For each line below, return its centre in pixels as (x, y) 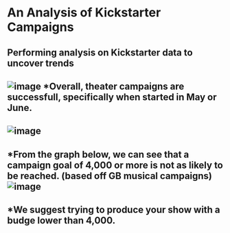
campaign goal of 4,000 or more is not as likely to (115, 165)
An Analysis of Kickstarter (84, 13)
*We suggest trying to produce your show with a (114, 210)
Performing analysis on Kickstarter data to (100, 52)
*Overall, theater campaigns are (114, 86)
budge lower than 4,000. (61, 221)
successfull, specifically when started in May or (112, 97)
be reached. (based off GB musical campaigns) (110, 176)
